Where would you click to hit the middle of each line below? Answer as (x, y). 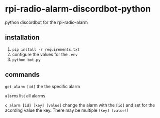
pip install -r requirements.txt (46, 49)
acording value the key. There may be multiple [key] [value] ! (67, 110)
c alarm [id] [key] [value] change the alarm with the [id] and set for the (80, 105)
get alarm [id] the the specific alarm (42, 86)
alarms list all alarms (25, 96)
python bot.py (26, 60)
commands (22, 75)
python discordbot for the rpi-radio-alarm (47, 22)
